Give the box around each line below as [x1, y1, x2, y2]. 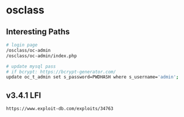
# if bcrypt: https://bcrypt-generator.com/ [6, 69, 116, 75]
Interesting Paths [6, 27, 70, 37]
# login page [6, 42, 38, 48]
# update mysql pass [6, 63, 57, 69]
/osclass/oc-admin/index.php [6, 53, 77, 59]
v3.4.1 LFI [6, 90, 41, 100]
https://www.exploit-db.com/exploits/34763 [6, 106, 114, 112]
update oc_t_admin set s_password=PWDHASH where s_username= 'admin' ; [6, 74, 179, 80]
